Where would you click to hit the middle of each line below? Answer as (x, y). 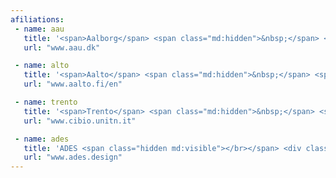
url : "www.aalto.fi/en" (73, 84)
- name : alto (42, 66)
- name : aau (39, 29)
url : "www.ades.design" (73, 157)
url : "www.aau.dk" (62, 47)
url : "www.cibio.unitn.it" (80, 121)
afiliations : (37, 19)
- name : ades (42, 139)
